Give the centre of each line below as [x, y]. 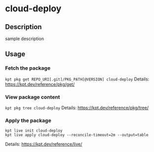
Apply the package [28, 120]
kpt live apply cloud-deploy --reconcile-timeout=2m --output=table [77, 135]
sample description [25, 38]
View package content [33, 97]
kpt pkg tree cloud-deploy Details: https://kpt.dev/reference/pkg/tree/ [77, 108]
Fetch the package [28, 68]
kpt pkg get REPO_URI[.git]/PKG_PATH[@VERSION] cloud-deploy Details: [77, 79]
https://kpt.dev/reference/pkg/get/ [40, 84]
